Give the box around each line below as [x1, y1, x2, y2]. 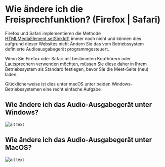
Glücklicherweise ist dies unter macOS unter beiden [5, 81, 111, 87]
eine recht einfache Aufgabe [42, 86, 101, 92]
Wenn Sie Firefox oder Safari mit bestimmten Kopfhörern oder [5, 55, 131, 61]
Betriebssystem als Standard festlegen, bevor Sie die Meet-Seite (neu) [5, 66, 149, 72]
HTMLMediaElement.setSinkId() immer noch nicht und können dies [5, 36, 142, 42]
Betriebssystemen [5, 86, 42, 92]
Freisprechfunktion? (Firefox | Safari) [5, 14, 161, 25]
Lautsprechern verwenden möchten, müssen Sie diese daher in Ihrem [5, 61, 147, 67]
